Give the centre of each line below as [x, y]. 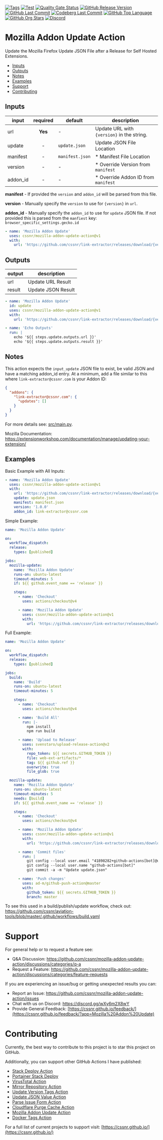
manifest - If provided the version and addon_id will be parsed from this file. [81, 194]
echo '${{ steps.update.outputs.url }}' [55, 337]
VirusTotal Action [29, 1082]
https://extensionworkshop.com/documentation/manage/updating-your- [77, 439]
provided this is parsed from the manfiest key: [51, 218]
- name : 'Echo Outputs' [29, 328]
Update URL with [114, 128]
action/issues [25, 998]
